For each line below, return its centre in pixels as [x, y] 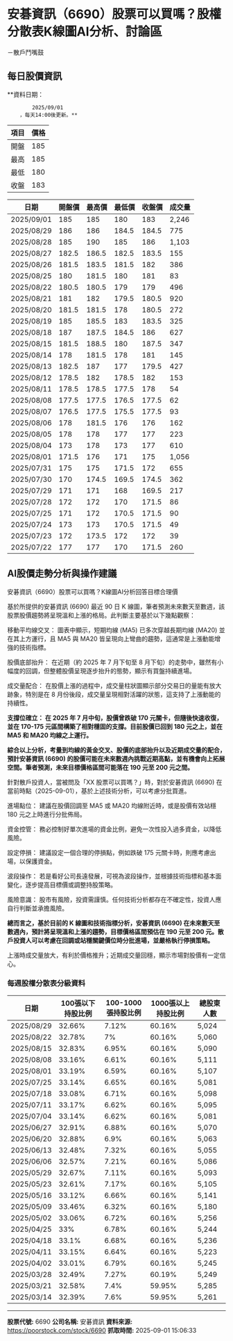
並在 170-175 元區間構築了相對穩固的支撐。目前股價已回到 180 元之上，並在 [115, 726]
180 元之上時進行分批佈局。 [47, 814]
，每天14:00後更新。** [49, 115]
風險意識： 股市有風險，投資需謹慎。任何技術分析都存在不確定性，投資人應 [114, 899]
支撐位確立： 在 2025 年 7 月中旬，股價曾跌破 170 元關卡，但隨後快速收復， [115, 718]
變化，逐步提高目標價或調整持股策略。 [62, 885]
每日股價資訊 [35, 76]
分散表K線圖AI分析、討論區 [85, 32]
